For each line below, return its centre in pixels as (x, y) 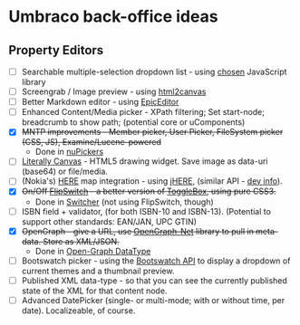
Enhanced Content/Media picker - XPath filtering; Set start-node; (143, 112)
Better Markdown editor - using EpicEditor (100, 102)
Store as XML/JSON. (81, 241)
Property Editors (56, 50)
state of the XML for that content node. (94, 291)
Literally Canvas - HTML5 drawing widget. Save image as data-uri (145, 161)
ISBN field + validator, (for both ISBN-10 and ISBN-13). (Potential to (146, 211)
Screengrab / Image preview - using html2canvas (114, 91)
